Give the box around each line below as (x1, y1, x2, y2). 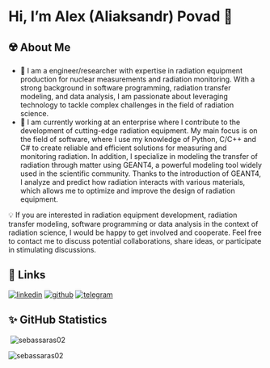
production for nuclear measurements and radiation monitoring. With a (19, 74, 255, 84)
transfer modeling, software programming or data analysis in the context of (8, 220, 259, 228)
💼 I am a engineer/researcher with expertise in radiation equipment (19, 66, 243, 75)
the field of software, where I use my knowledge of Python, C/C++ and (19, 135, 257, 144)
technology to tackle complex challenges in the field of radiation (19, 100, 234, 110)
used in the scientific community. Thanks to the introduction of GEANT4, (19, 169, 261, 178)
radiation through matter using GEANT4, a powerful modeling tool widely (19, 161, 263, 169)
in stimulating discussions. (8, 245, 97, 254)
